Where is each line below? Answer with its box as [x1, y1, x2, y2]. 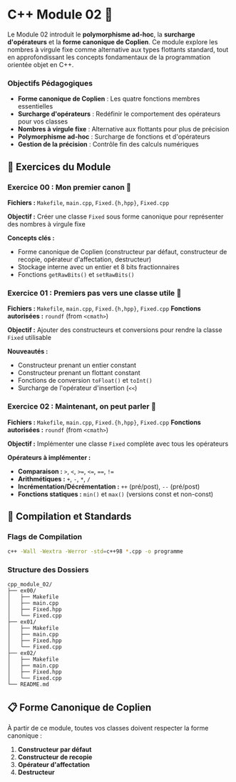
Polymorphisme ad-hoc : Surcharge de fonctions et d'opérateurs [17, 132, 210, 141]
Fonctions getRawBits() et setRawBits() [17, 270, 135, 279]
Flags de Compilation [7, 531, 83, 541]
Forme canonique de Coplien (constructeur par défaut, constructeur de [17, 247, 227, 256]
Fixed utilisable [7, 334, 52, 342]
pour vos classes [17, 117, 68, 126]
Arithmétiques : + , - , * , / [17, 474, 91, 483]
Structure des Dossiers [7, 565, 89, 574]
